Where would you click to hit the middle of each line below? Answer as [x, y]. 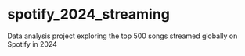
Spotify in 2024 [32, 44]
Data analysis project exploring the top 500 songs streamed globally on [122, 36]
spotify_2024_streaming [88, 14]
